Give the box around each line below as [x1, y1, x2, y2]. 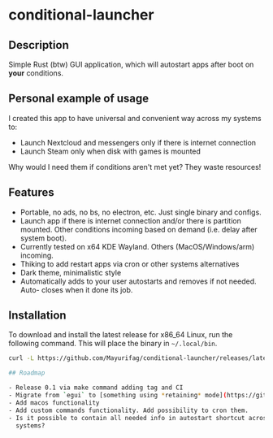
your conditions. [8, 68, 63, 78]
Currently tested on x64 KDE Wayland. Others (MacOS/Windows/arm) [19, 241, 255, 251]
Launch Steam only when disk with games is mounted [19, 146, 201, 156]
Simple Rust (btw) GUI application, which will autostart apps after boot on [8, 59, 254, 69]
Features [8, 185, 54, 200]
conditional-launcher [8, 6, 154, 24]
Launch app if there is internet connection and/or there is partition [19, 215, 241, 225]
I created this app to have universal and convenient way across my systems [8, 113, 262, 123]
